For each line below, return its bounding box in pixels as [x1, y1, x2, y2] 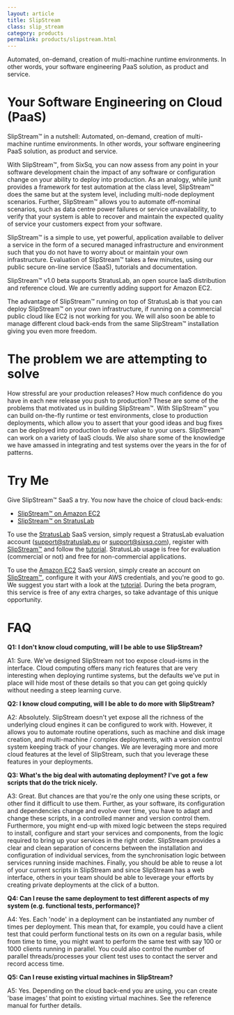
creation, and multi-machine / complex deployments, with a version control [7, 735, 223, 743]
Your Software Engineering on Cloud [7, 95, 223, 110]
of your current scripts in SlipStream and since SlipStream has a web [7, 865, 205, 874]
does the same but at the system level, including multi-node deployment [7, 190, 214, 199]
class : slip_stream [7, 23, 64, 30]
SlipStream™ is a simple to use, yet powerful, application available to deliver [7, 233, 224, 242]
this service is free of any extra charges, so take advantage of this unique [7, 588, 219, 596]
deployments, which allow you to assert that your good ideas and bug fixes [7, 419, 223, 427]
